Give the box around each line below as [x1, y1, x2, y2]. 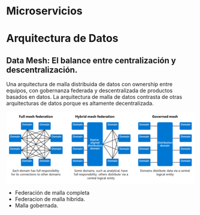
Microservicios [6, 4, 83, 18]
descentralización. [6, 65, 78, 75]
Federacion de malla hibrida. [14, 196, 86, 203]
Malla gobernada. [14, 202, 59, 209]
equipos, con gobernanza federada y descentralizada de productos [6, 87, 173, 94]
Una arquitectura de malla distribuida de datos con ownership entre [6, 81, 172, 88]
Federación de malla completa [14, 189, 90, 196]
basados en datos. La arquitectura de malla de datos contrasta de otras [6, 93, 183, 101]
